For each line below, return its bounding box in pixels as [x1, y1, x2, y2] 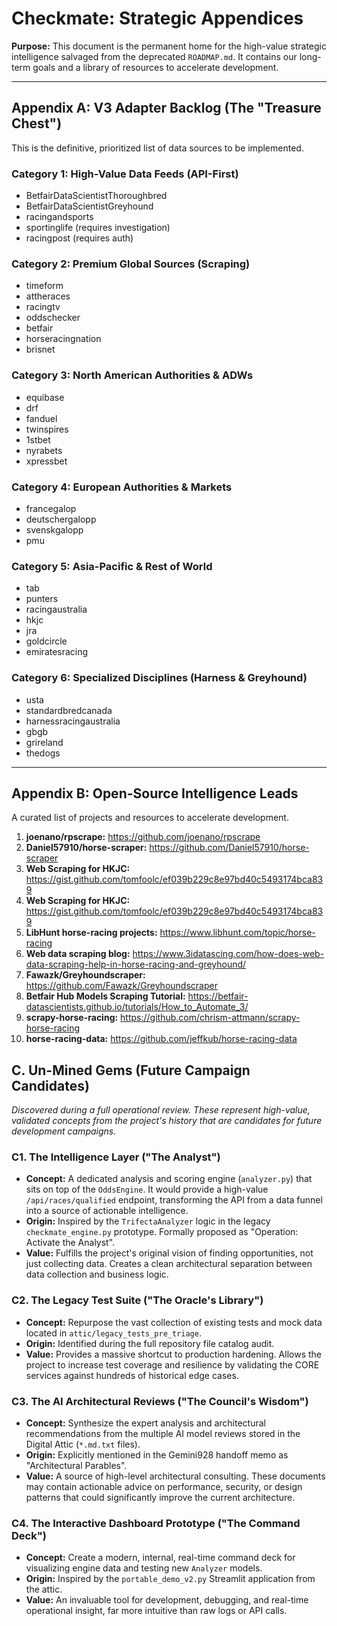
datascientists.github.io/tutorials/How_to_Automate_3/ [25, 1001, 249, 1013]
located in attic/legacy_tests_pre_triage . [25, 1327, 202, 1339]
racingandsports [25, 211, 94, 223]
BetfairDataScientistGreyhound [25, 200, 154, 212]
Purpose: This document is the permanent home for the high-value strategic [11, 40, 327, 52]
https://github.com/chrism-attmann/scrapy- [120, 1012, 301, 1024]
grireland [25, 736, 64, 748]
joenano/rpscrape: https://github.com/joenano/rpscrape [25, 831, 261, 843]
